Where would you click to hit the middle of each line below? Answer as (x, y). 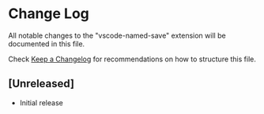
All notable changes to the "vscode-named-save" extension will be (117, 35)
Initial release (41, 102)
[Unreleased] (41, 84)
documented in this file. (47, 43)
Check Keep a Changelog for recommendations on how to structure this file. (132, 59)
